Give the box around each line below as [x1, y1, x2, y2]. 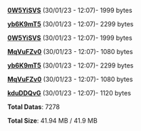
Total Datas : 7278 [7, 103, 61, 111]
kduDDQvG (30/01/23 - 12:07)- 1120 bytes [7, 89, 132, 97]
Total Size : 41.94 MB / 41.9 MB [7, 117, 98, 125]
